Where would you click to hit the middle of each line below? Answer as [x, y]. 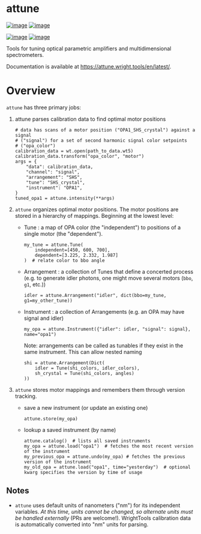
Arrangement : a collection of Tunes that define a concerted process [109, 271]
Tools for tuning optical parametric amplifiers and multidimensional [89, 48]
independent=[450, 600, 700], [73, 250]
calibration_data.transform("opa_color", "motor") [79, 156]
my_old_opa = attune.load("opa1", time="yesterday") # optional [107, 467]
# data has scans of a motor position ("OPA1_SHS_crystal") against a [105, 130]
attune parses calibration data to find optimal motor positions [90, 119]
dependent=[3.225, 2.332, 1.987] [77, 255]
